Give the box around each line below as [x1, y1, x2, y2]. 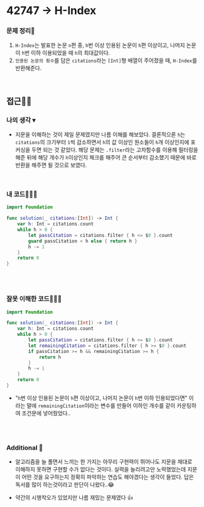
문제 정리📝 [6, 27, 35, 35]
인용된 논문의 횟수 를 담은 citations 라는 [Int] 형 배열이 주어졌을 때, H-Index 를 [15, 57, 197, 64]
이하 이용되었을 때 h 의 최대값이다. [30, 49, 110, 57]
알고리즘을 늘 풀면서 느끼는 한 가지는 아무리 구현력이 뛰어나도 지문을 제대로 [15, 458, 193, 465]
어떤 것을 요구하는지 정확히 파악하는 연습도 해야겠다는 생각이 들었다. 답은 [21, 473, 194, 481]
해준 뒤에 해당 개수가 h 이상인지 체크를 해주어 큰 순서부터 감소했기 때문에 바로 [15, 154, 197, 161]
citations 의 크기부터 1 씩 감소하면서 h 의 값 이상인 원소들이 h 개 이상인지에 [15, 139, 190, 146]
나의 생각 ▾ [6, 115, 36, 124]
